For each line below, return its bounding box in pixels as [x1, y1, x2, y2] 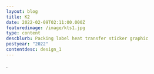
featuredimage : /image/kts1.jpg [6, 24, 85, 31]
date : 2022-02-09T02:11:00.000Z [6, 19, 85, 25]
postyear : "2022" [6, 41, 49, 47]
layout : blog [6, 8, 38, 15]
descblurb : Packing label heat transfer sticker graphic [6, 36, 149, 41]
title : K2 [6, 14, 31, 20]
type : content [6, 30, 41, 36]
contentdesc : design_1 [6, 47, 62, 52]
